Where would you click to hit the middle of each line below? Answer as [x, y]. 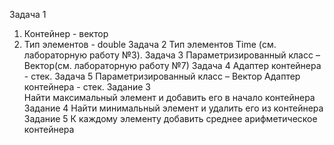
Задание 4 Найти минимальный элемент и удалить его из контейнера [173, 108]
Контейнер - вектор [66, 33]
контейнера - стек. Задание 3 [87, 87]
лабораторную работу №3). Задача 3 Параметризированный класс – [172, 55]
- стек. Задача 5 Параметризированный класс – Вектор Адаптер [162, 76]
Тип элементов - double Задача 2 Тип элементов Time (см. [150, 44]
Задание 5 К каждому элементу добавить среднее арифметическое [170, 118]
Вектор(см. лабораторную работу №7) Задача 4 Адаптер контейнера [172, 65]
